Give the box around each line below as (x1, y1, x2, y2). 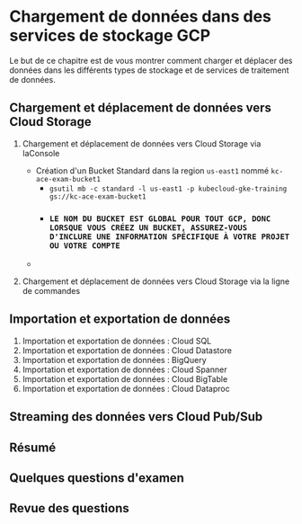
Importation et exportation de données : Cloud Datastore (22, 344, 232, 356)
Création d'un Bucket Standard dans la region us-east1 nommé (35, 164, 270, 176)
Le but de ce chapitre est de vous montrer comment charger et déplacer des (9, 55, 293, 66)
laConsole (22, 147, 60, 158)
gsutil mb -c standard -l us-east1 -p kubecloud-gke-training (49, 184, 288, 193)
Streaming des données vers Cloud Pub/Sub (9, 409, 263, 424)
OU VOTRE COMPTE (49, 240, 120, 251)
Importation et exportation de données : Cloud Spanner (22, 364, 227, 375)
